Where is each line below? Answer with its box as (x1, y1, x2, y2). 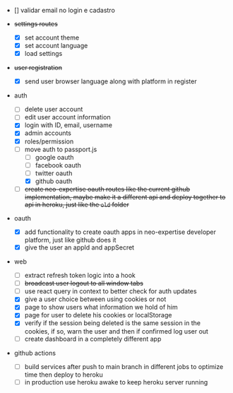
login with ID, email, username (24, 121, 113, 129)
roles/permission (24, 137, 74, 146)
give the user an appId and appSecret (24, 243, 135, 252)
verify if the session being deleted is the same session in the (24, 319, 201, 327)
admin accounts (24, 129, 72, 137)
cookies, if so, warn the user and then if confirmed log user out (24, 327, 208, 335)
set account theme (24, 33, 80, 42)
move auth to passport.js (24, 145, 97, 153)
